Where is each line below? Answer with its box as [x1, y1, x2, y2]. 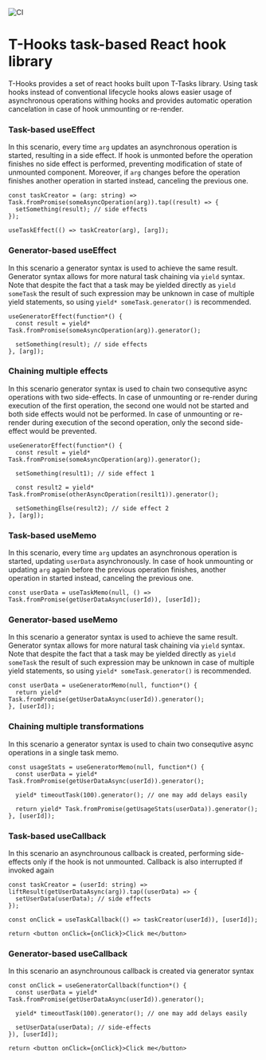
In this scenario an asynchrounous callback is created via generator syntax [8, 966, 255, 976]
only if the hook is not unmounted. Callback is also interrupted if [33, 857, 243, 867]
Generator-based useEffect [8, 245, 117, 256]
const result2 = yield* [15, 483, 94, 491]
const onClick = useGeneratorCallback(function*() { [8, 982, 187, 990]
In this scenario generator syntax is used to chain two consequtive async [8, 384, 248, 393]
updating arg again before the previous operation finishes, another [8, 565, 227, 574]
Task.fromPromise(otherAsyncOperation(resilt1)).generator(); [8, 491, 219, 498]
